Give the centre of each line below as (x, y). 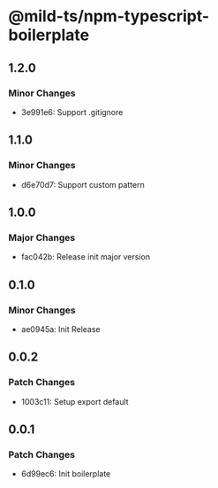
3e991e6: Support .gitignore (72, 112)
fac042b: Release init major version (86, 257)
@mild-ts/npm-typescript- (109, 16)
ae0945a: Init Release (60, 329)
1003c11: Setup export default (75, 401)
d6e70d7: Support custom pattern (83, 184)
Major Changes (42, 237)
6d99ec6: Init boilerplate (66, 474)
